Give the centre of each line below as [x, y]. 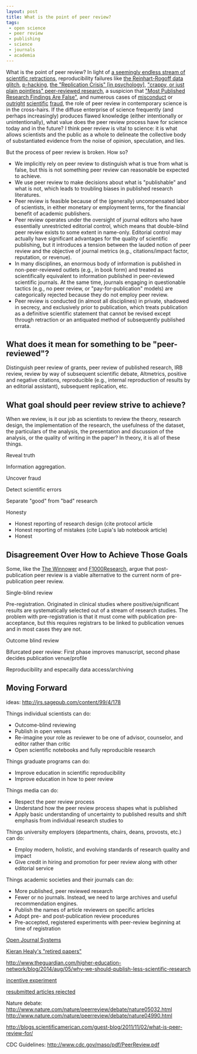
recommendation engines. [46, 904]
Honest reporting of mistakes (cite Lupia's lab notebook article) [91, 530]
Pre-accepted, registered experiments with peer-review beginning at [97, 922]
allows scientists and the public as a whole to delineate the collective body [96, 134]
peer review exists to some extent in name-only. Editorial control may [98, 232]
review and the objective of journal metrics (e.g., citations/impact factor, [102, 251]
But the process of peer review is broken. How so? [67, 152]
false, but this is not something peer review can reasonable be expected [102, 170]
